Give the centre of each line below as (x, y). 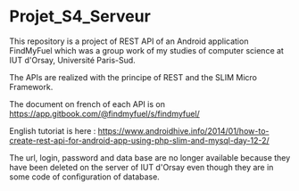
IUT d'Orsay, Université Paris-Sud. (72, 60)
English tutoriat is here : (53, 130)
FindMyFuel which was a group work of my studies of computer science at (146, 50)
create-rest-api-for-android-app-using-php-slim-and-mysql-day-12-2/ (139, 140)
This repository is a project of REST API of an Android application (129, 41)
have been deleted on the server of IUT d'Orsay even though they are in (141, 167)
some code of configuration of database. (85, 177)
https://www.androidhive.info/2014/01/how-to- (183, 130)
